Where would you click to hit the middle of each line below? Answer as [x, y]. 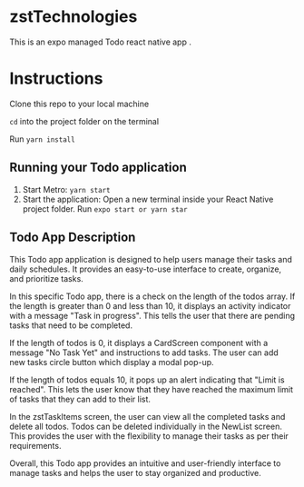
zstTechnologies [74, 17]
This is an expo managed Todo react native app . [101, 42]
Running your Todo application [98, 168]
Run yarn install [42, 139]
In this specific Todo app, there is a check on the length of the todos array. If [152, 296]
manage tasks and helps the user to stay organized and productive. [135, 472]
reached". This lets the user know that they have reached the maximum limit [151, 389]
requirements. [35, 445]
